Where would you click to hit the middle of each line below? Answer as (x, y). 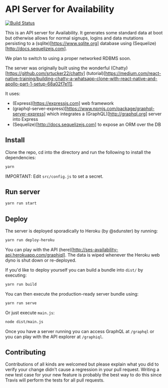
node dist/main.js (24, 322)
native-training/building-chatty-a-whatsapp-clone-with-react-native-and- (81, 78)
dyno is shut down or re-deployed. (41, 260)
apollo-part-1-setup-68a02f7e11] (39, 84)
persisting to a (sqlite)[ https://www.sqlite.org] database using (68, 43)
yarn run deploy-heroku (30, 240)
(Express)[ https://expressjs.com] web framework (63, 103)
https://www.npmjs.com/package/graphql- (110, 108)
